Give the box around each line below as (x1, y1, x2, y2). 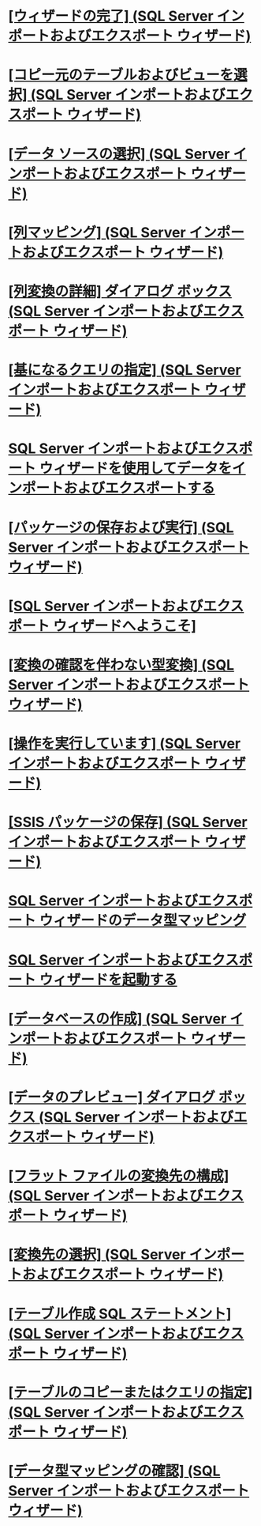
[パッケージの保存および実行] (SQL (8, 519, 234, 536)
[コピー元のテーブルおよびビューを (8, 66, 234, 84)
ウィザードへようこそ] (52, 617, 197, 635)
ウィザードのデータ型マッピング (39, 912, 247, 930)
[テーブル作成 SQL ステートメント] (8, 1305, 232, 1323)
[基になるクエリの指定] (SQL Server (8, 361, 242, 380)
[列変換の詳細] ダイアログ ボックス (8, 282, 233, 300)
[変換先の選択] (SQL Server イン (8, 1246, 217, 1263)
